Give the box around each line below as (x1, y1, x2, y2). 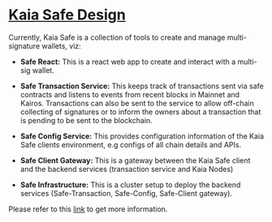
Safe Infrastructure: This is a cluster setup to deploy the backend (19, 180, 241, 190)
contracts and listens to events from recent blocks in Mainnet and (19, 89, 240, 99)
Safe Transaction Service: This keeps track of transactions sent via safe (19, 81, 264, 91)
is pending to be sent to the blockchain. (19, 115, 153, 125)
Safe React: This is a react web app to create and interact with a (19, 57, 236, 66)
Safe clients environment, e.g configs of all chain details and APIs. (19, 139, 242, 149)
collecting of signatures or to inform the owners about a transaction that (19, 107, 261, 117)
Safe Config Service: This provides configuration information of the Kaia (19, 131, 265, 141)
